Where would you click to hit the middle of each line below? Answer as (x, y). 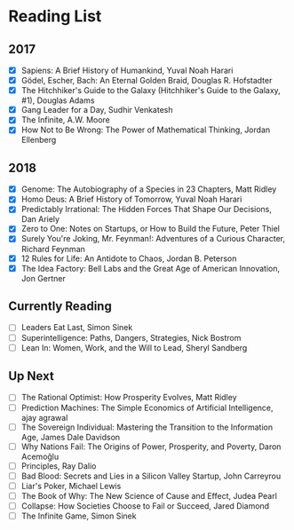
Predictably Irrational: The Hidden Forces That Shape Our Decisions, (147, 210)
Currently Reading (60, 307)
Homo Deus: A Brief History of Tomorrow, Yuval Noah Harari (131, 199)
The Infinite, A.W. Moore (65, 120)
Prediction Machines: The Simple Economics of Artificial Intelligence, (147, 407)
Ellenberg (39, 140)
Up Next (31, 376)
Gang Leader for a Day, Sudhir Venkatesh (97, 110)
